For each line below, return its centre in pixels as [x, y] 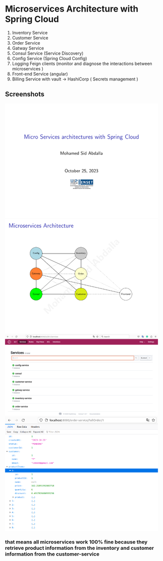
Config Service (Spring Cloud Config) [49, 58]
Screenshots [25, 94]
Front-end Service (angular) [40, 74]
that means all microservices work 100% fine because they [76, 542]
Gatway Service [28, 48]
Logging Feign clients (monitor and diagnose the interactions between [82, 64]
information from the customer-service [52, 554]
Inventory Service [30, 32]
